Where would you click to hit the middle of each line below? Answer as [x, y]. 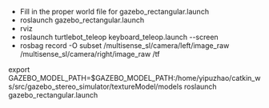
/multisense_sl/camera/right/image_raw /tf [90, 54]
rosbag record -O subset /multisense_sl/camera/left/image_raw [124, 46]
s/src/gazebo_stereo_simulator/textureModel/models [95, 86]
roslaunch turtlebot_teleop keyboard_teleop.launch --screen [119, 37]
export [19, 70]
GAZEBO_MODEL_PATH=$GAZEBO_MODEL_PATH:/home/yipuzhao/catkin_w [134, 78]
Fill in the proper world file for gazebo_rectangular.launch [114, 12]
